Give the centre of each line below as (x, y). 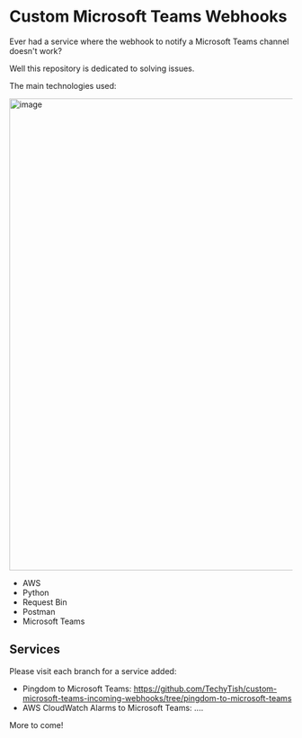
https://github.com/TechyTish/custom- (205, 689)
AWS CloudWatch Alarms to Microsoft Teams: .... (113, 707)
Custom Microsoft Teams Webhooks (148, 17)
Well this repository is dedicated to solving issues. (102, 68)
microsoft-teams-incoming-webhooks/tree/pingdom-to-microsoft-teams (157, 698)
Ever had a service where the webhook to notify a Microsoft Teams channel (149, 41)
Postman (39, 611)
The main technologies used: (63, 85)
